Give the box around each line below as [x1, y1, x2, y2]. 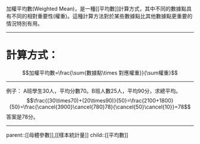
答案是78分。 [6, 113, 39, 120]
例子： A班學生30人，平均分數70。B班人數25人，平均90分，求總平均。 [6, 87, 182, 94]
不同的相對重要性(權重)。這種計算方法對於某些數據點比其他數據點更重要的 [11, 12, 193, 20]
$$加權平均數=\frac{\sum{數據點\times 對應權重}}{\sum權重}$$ [21, 69, 179, 76]
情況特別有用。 [6, 20, 43, 27]
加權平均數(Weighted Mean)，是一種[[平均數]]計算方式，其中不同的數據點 [6, 5, 187, 12]
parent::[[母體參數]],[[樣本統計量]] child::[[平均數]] [6, 131, 129, 138]
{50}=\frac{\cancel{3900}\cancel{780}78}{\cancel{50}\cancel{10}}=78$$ [9, 103, 191, 110]
